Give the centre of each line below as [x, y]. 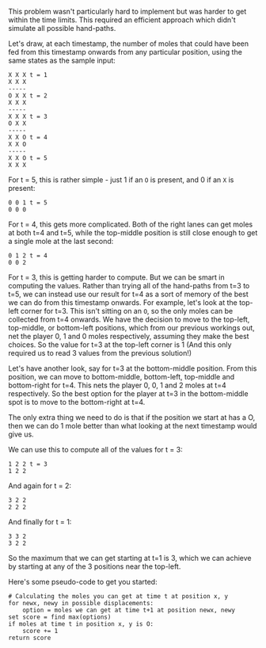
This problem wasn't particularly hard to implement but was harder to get [127, 11]
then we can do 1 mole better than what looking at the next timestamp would [133, 426]
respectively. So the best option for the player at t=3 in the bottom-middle [128, 394]
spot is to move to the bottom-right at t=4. [77, 402]
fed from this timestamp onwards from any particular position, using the [125, 52]
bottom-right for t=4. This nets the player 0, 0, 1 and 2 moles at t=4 [118, 385]
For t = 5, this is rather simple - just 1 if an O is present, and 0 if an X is [121, 180]
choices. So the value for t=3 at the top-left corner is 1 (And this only [120, 345]
